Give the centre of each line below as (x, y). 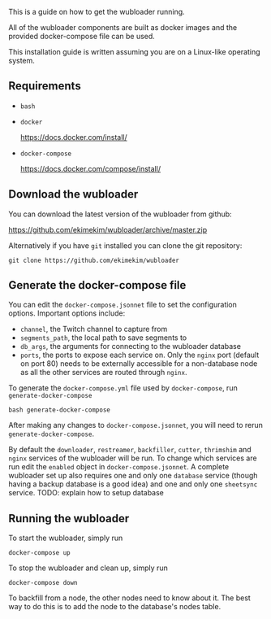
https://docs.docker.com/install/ (73, 137)
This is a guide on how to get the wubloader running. (97, 12)
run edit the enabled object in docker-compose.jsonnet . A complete (119, 467)
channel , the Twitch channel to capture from (94, 329)
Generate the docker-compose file (97, 285)
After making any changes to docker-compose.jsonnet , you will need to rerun (136, 425)
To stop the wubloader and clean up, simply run (88, 568)
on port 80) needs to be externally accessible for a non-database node (139, 364)
